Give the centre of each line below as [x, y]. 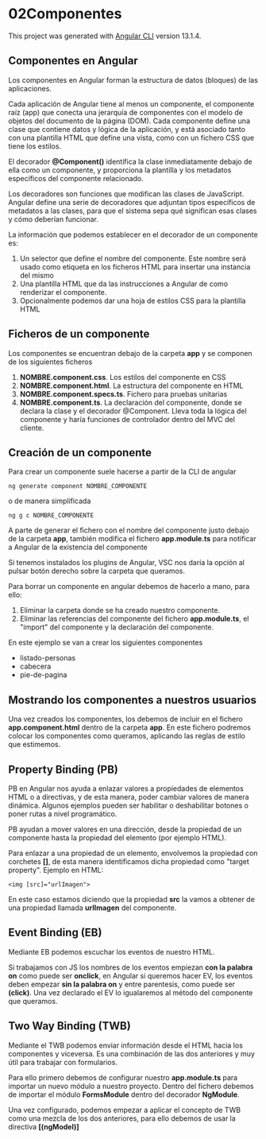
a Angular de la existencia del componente [78, 547]
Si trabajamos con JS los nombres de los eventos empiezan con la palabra [131, 967]
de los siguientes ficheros [50, 362]
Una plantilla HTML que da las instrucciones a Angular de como [124, 284]
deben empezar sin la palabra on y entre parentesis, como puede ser [122, 984]
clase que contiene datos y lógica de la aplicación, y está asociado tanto [127, 129]
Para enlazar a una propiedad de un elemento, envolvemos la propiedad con [133, 853]
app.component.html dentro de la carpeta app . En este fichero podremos [130, 727]
